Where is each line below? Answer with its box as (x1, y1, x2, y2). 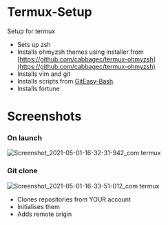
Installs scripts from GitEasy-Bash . (17, 77, 115, 85)
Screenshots (7, 108, 82, 124)
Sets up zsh (17, 40, 51, 48)
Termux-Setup (7, 4, 92, 20)
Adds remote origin (17, 210, 72, 218)
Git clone (7, 166, 38, 176)
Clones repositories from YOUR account (17, 195, 131, 204)
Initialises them (17, 202, 60, 211)
